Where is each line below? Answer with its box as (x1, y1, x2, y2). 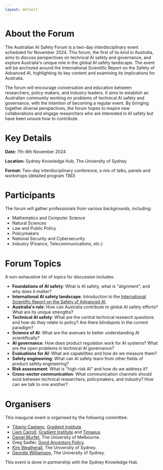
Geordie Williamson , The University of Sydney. (12, 450, 105, 456)
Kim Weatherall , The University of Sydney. (12, 445, 97, 451)
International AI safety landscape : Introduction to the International (12, 294, 147, 299)
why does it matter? (12, 289, 52, 295)
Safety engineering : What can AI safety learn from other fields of (12, 356, 144, 362)
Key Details (5, 132, 52, 143)
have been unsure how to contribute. (5, 115, 79, 122)
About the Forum (5, 28, 75, 39)
